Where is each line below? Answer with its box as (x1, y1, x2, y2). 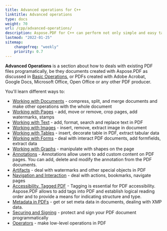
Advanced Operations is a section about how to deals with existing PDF (5, 63, 153, 69)
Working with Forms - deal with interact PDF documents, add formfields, (12, 135, 161, 141)
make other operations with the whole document (12, 103, 112, 109)
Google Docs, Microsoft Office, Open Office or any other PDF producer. (5, 78, 152, 85)
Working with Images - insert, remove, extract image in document (12, 124, 147, 130)
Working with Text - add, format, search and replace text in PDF (12, 119, 143, 125)
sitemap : (5, 40, 23, 45)
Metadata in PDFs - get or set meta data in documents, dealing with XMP (12, 199, 162, 205)
